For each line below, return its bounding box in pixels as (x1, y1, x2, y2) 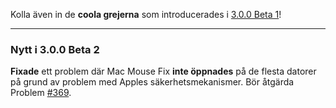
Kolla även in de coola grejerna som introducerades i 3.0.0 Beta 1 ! (10, 9, 282, 20)
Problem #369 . (10, 87, 72, 99)
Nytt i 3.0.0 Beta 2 (10, 42, 100, 56)
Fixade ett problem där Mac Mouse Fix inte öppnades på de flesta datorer (10, 65, 317, 78)
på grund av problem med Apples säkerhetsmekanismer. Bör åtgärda (10, 76, 295, 88)
